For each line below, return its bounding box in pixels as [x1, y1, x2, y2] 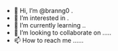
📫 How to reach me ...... [13, 37, 84, 44]
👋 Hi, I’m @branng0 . [13, 7, 74, 14]
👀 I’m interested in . [13, 14, 69, 22]
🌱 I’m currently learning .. [13, 21, 86, 29]
